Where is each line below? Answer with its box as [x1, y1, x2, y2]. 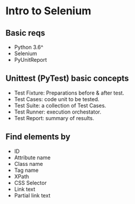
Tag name [14, 167, 39, 174]
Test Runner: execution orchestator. [14, 108, 102, 115]
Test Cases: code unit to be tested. [14, 95, 99, 102]
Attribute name [14, 153, 51, 161]
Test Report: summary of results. [14, 114, 94, 121]
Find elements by [5, 132, 70, 142]
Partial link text [14, 192, 51, 199]
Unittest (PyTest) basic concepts [5, 73, 129, 84]
